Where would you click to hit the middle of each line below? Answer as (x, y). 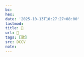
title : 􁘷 (14, 28)
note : (11, 47)
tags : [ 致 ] (16, 38)
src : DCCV (16, 42)
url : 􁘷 (12, 33)
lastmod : (14, 24)
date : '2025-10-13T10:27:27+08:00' (43, 19)
